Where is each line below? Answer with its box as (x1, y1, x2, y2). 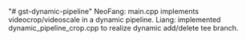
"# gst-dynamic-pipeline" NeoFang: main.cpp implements (8, 7, 199, 16)
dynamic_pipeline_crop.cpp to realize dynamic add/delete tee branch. (8, 24, 239, 32)
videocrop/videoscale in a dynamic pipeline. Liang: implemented (8, 15, 221, 24)
